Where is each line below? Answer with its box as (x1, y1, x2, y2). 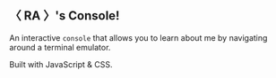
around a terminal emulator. (9, 42, 111, 52)
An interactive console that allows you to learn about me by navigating (9, 32, 268, 43)
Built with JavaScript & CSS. (9, 58, 113, 69)
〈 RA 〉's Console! (9, 8, 120, 24)
